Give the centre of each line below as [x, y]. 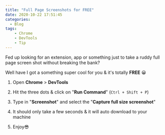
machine [22, 117]
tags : [11, 29]
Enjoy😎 [21, 126]
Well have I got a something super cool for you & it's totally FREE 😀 [76, 72]
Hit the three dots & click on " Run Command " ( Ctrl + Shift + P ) [80, 92]
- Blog [17, 24]
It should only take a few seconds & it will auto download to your [80, 111]
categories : [18, 19]
